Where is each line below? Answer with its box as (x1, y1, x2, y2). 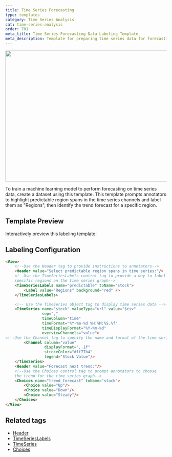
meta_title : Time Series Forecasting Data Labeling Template (5, 31, 139, 36)
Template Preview (5, 217, 64, 226)
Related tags (5, 416, 47, 425)
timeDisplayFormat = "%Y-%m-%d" (41, 326, 106, 331)
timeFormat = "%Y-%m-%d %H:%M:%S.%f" (41, 321, 118, 326)
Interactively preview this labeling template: (5, 231, 97, 237)
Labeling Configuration (5, 245, 81, 254)
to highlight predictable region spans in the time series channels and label (5, 196, 161, 203)
